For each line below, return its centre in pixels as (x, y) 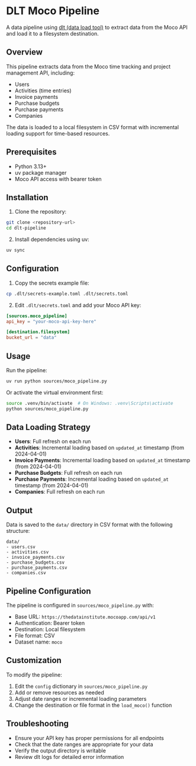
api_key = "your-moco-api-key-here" (51, 321)
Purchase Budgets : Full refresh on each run (68, 473)
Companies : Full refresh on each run (60, 492)
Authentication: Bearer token (49, 623)
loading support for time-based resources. (58, 133)
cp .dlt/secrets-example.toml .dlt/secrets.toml (67, 294)
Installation (27, 197)
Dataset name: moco (38, 642)
